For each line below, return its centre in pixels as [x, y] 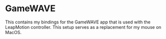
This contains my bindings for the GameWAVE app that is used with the [78, 22]
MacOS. [13, 32]
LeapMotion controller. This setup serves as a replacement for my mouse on [83, 27]
